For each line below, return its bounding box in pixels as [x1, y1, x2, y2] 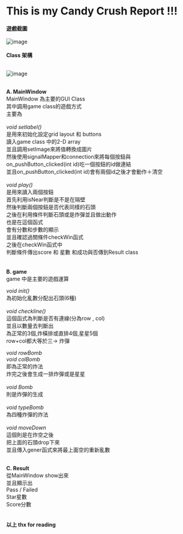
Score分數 [6, 500, 32, 508]
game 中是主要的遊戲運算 [6, 275, 69, 282]
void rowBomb [6, 349, 42, 356]
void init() [6, 287, 30, 294]
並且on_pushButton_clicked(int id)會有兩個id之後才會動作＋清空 [6, 168, 163, 175]
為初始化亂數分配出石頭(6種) [6, 294, 77, 301]
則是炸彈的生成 [6, 390, 43, 397]
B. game [6, 268, 27, 275]
